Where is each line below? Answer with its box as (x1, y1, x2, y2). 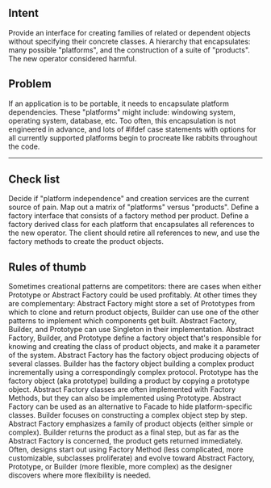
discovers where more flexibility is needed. (8, 470, 152, 480)
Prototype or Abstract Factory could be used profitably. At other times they (8, 290, 257, 300)
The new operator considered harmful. (8, 53, 137, 63)
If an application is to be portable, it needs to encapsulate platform (8, 99, 230, 108)
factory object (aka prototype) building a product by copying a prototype (8, 376, 250, 386)
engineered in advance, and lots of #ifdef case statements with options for (8, 124, 256, 134)
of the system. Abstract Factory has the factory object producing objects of (8, 351, 260, 360)
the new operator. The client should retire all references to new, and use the (8, 228, 261, 238)
